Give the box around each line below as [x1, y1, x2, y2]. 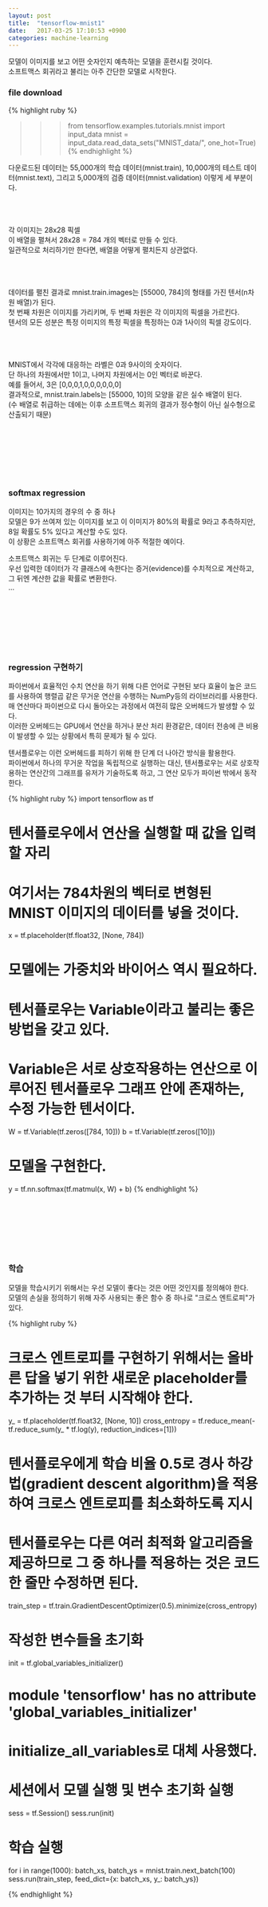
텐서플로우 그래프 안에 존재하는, [49, 1080, 245, 1097]
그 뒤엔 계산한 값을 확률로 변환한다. [8, 573, 117, 583]
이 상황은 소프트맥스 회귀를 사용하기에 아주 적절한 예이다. [8, 536, 185, 546]
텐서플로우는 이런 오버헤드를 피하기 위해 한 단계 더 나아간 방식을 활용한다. [8, 748, 236, 758]
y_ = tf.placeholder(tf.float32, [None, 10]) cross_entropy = [8, 1416, 197, 1425]
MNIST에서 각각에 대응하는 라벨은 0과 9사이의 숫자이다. [8, 360, 182, 369]
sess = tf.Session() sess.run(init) [8, 1808, 115, 1818]
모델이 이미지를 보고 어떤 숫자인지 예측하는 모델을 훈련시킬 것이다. [8, 57, 213, 66]
